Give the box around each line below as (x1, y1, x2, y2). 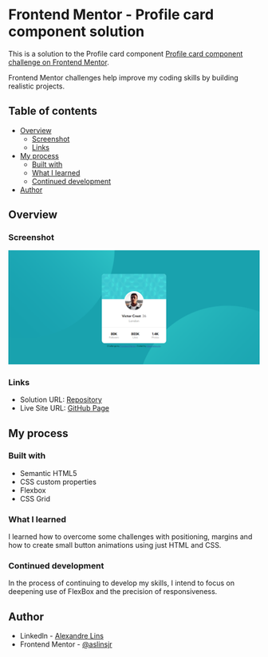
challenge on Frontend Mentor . (8, 57, 109, 67)
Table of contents (8, 104, 97, 118)
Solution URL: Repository (19, 395, 102, 404)
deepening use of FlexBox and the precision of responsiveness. (8, 587, 218, 596)
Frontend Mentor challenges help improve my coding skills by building (8, 73, 239, 82)
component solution (8, 22, 145, 41)
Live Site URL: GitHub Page (19, 403, 110, 413)
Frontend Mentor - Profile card (8, 6, 214, 24)
